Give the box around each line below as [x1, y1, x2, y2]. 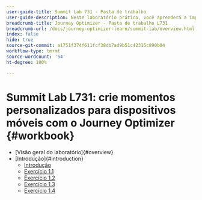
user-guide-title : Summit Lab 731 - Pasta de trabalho [6, 8, 147, 15]
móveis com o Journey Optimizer [6, 116, 176, 130]
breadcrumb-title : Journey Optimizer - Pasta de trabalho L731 [6, 20, 168, 26]
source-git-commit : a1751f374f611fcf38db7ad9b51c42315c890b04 [6, 43, 165, 49]
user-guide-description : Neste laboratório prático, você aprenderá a [6, 14, 187, 20]
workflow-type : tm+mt [6, 48, 61, 54]
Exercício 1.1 [23, 168, 54, 175]
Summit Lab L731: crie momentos [6, 90, 176, 104]
